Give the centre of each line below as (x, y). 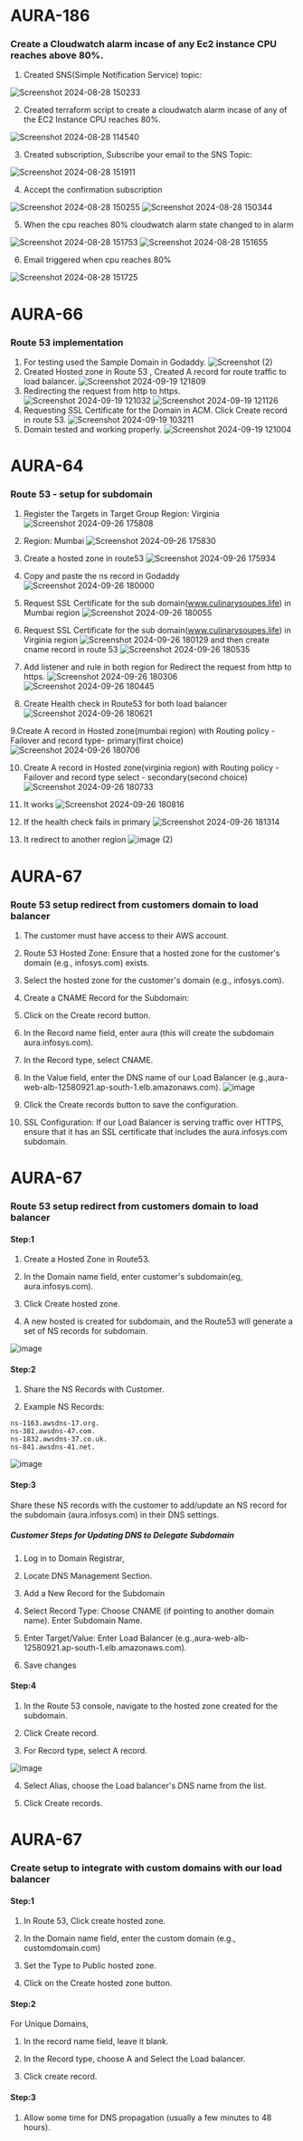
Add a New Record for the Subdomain (94, 1593)
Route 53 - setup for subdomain (81, 494)
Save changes (50, 1665)
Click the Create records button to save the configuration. (131, 1104)
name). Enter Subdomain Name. (83, 1620)
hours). (37, 2127)
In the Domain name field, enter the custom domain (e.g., (129, 1938)
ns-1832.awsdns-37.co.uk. (59, 1440)
